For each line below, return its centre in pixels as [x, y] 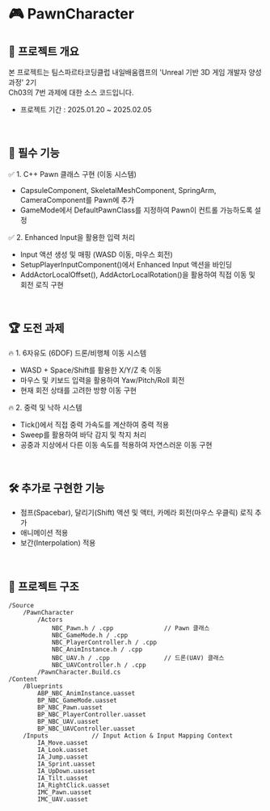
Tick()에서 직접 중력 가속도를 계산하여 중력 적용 [95, 424]
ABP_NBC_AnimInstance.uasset [86, 694]
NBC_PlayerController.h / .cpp [104, 643]
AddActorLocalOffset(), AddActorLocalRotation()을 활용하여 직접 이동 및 [138, 275]
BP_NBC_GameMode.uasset [77, 701]
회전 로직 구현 [42, 284]
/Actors [50, 620]
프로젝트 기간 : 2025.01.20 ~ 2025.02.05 [86, 109]
